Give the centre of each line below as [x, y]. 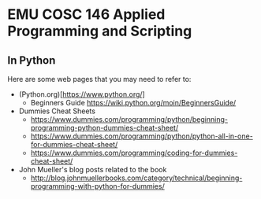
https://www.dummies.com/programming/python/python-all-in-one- [142, 136]
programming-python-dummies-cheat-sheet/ [104, 128]
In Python [32, 60]
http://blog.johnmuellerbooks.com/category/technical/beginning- [136, 178]
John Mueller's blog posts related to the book [93, 170]
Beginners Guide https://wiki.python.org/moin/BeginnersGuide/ [133, 103]
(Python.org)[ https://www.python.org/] [82, 94]
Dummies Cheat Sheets [57, 111]
